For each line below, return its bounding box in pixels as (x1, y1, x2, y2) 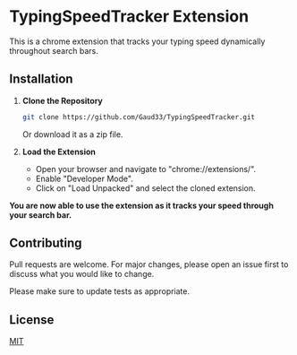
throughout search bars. (9, 45, 98, 56)
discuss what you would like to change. (9, 269, 155, 280)
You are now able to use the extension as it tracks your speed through (9, 200, 275, 211)
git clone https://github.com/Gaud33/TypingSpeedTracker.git (21, 112, 256, 122)
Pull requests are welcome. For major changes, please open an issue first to (9, 259, 289, 270)
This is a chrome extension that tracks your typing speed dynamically (9, 36, 266, 47)
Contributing (9, 236, 82, 251)
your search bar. (9, 209, 72, 221)
